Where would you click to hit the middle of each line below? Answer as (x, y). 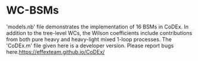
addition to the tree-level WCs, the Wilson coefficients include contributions (99, 33)
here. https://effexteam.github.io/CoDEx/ (55, 52)
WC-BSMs (33, 10)
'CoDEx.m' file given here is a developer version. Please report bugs (90, 46)
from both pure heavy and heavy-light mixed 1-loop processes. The (89, 39)
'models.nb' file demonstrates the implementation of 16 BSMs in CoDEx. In (98, 27)
